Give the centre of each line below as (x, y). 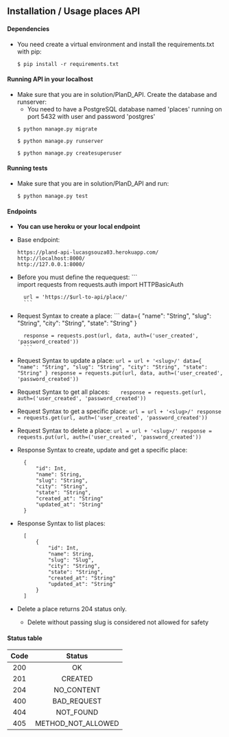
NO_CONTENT (77, 690)
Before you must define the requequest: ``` (77, 277)
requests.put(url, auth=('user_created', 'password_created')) (109, 437)
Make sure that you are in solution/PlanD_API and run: (93, 184)
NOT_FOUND (77, 712)
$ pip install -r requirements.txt (68, 64)
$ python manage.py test (52, 196)
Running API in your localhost (50, 79)
